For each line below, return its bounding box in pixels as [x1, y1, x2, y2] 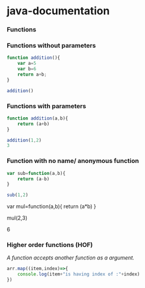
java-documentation [7, 4, 110, 18]
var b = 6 [17, 66, 36, 72]
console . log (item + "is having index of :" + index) [17, 271, 140, 277]
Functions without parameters [7, 42, 96, 50]
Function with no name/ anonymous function [7, 156, 139, 165]
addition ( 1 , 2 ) [7, 137, 42, 143]
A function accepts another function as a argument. [7, 254, 135, 261]
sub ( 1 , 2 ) [7, 192, 29, 198]
